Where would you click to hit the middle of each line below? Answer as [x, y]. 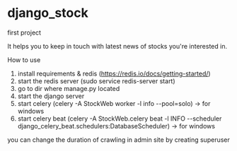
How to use [24, 60]
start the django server [51, 96]
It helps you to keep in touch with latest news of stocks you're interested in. [117, 46]
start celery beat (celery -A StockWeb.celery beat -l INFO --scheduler [120, 119]
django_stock [48, 13]
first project [24, 32]
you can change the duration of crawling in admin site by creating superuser [118, 140]
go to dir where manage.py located [69, 88]
